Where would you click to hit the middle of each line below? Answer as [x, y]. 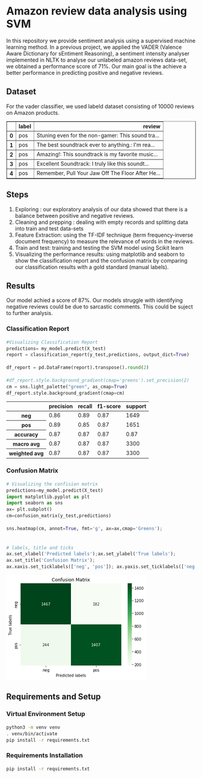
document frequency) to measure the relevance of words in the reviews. [104, 241]
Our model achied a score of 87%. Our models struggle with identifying [95, 301]
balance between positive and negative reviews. [75, 215]
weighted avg [26, 453]
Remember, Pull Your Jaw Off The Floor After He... [98, 173]
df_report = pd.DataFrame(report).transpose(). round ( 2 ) [78, 368]
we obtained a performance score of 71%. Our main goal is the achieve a [96, 66]
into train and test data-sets [49, 228]
